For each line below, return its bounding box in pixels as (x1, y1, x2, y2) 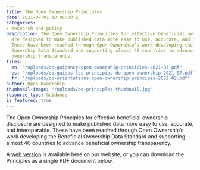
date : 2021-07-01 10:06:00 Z (6, 14, 79, 20)
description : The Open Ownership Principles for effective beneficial (6, 31, 185, 37)
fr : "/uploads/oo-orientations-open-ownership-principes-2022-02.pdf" (11, 75, 190, 81)
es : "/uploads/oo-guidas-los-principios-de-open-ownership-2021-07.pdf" (11, 70, 196, 76)
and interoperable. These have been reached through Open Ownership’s (6, 126, 184, 134)
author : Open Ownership (6, 81, 65, 87)
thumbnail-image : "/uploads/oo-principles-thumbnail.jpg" (6, 86, 153, 92)
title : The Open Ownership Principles (6, 8, 102, 15)
